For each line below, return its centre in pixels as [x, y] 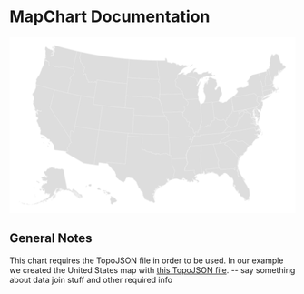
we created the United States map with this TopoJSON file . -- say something [152, 269]
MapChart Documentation [110, 17]
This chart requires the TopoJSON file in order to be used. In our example [147, 260]
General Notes [51, 238]
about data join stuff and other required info [91, 279]
